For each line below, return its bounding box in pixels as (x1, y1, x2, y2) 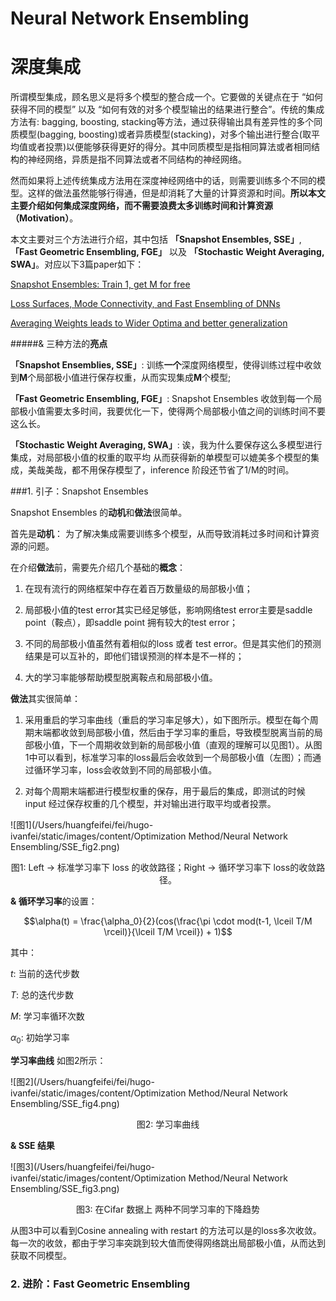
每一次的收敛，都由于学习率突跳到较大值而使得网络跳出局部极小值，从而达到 (10, 1237, 326, 1249)
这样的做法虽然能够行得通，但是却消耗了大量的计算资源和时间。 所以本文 (27, 187, 326, 199)
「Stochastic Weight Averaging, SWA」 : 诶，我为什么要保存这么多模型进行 (10, 439, 323, 451)
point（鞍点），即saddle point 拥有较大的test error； (24, 617, 238, 629)
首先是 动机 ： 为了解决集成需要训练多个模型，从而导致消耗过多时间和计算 (10, 528, 311, 540)
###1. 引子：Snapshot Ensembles (10, 485, 149, 497)
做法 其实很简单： (10, 693, 81, 705)
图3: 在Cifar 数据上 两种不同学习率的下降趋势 (75, 1203, 261, 1215)
